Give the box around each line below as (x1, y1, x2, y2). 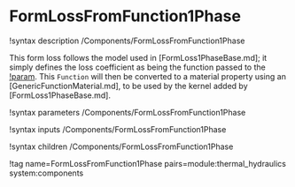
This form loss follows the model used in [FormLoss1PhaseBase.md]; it (9, 52, 268, 63)
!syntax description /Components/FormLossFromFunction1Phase (9, 35, 245, 46)
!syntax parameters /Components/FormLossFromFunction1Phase (9, 107, 246, 117)
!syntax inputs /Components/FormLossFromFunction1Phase (9, 123, 227, 134)
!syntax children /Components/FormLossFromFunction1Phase (9, 141, 234, 152)
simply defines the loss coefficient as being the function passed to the (9, 62, 266, 72)
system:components (9, 168, 84, 178)
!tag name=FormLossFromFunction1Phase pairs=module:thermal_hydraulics (9, 158, 286, 168)
